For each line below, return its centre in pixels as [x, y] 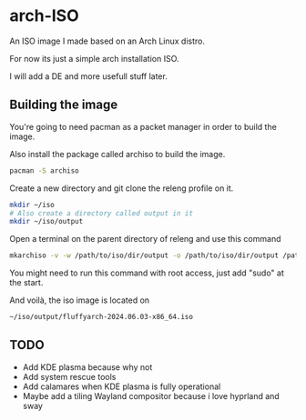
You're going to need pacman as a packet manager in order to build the [143, 126]
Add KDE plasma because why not [87, 367]
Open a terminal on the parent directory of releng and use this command [145, 239]
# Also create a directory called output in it [102, 213]
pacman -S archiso [44, 170]
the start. [26, 283]
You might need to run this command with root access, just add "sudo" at [147, 273]
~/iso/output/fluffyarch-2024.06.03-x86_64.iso [102, 317]
